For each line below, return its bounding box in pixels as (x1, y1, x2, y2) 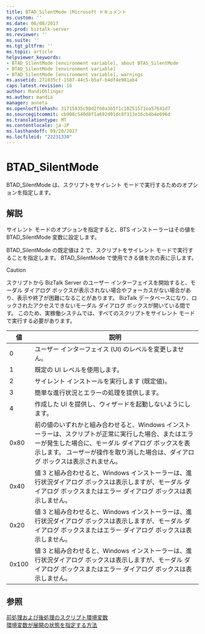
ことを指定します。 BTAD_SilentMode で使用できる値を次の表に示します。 (11, 254, 197, 261)
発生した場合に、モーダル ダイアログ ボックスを (46, 439, 184, 447)
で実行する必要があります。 (6, 317, 76, 324)
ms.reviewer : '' (6, 32, 48, 38)
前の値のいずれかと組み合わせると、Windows (34, 420, 165, 429)
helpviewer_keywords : (6, 54, 62, 60)
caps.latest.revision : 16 (6, 83, 72, 89)
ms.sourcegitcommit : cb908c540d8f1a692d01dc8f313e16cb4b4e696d (6, 111, 171, 117)
